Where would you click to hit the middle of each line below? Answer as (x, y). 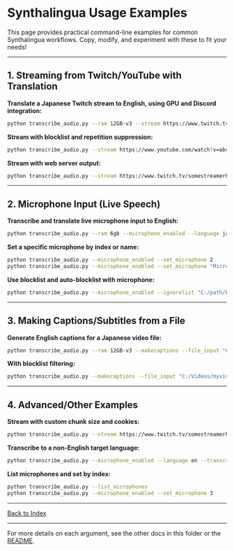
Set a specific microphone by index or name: (73, 247)
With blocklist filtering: (41, 364)
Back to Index (27, 513)
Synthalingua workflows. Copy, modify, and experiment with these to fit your (117, 39)
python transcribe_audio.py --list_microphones (78, 487)
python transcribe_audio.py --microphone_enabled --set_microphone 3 (110, 493)
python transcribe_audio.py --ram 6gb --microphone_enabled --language (113, 234)
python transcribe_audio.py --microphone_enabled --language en (102, 460)
